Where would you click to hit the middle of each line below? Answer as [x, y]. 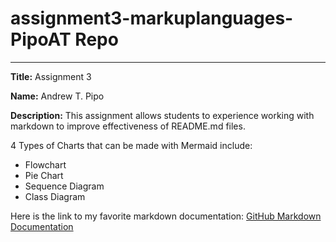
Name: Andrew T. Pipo [57, 96]
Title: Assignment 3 [51, 76]
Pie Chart [44, 175]
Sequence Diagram [64, 186]
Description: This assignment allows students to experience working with [162, 115]
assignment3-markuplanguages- [152, 18]
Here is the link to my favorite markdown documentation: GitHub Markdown [166, 216]
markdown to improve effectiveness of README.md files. [128, 126]
